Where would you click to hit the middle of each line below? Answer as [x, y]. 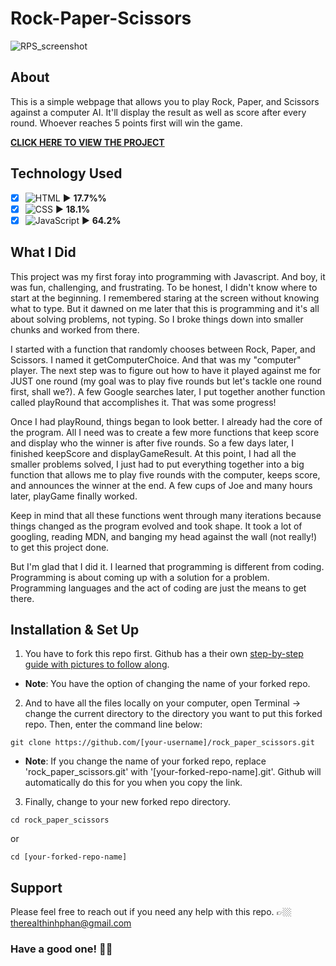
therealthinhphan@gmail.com [71, 923]
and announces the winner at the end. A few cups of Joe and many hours [161, 485]
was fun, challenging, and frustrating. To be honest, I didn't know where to [164, 287]
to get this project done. [60, 547]
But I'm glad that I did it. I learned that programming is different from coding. [167, 566]
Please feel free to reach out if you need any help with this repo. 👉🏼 [151, 912]
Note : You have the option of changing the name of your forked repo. [167, 684]
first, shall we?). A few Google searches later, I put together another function [168, 391]
